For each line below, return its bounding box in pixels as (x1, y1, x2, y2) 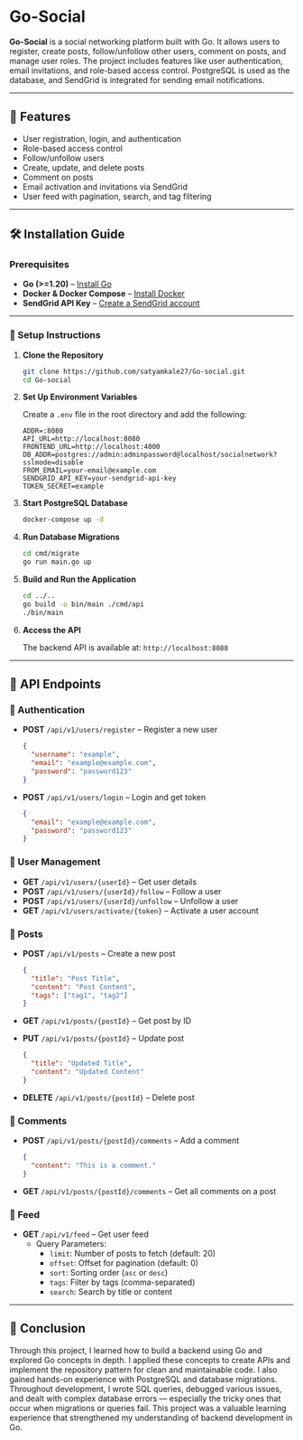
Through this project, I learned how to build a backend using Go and (9, 1344, 262, 1356)
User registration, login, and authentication (22, 133, 182, 144)
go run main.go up (22, 557, 92, 566)
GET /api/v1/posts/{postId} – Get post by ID (22, 1015, 192, 1026)
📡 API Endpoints (9, 677, 102, 692)
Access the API (22, 624, 81, 635)
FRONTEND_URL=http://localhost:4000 (22, 443, 161, 452)
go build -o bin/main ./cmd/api (22, 599, 144, 609)
